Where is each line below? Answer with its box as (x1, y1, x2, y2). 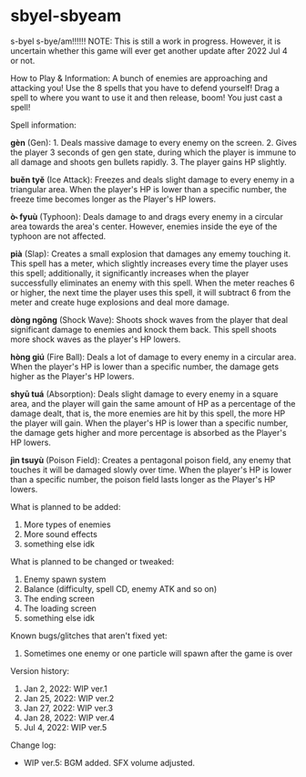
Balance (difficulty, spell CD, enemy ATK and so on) (23, 583, 218, 594)
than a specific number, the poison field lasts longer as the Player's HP (10, 473, 276, 484)
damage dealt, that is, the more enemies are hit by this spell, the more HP (10, 408, 286, 419)
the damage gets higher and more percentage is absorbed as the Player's (10, 427, 287, 438)
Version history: (10, 665, 70, 676)
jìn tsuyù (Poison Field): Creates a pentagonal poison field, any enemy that (10, 454, 291, 465)
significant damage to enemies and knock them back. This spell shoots (10, 324, 277, 335)
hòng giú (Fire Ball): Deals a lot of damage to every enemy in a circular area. (10, 351, 297, 362)
